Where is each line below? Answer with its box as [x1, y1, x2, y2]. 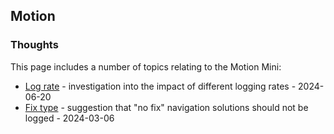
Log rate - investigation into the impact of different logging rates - [24, 80, 297, 92]
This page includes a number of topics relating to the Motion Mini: [10, 60, 282, 73]
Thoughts [10, 38, 59, 52]
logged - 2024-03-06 [24, 112, 115, 124]
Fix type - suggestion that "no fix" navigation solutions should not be [24, 101, 309, 113]
